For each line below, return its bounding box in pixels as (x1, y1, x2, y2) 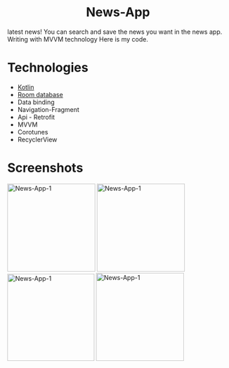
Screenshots (7, 160, 84, 176)
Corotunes (17, 127, 48, 136)
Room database (17, 90, 63, 99)
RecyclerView (17, 135, 58, 144)
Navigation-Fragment (17, 105, 79, 113)
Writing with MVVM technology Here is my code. (7, 34, 149, 43)
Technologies (7, 60, 89, 76)
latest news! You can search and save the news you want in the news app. (7, 27, 223, 36)
